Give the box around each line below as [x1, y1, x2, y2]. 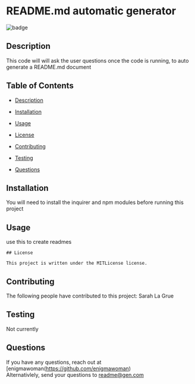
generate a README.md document [6, 63, 92, 70]
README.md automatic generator [6, 4, 177, 18]
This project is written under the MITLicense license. [6, 261, 147, 267]
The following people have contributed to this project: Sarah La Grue [6, 292, 174, 299]
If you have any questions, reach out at [6, 358, 102, 366]
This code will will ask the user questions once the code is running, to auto [6, 57, 189, 64]
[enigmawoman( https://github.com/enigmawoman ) [6, 365, 131, 372]
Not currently [6, 325, 39, 332]
